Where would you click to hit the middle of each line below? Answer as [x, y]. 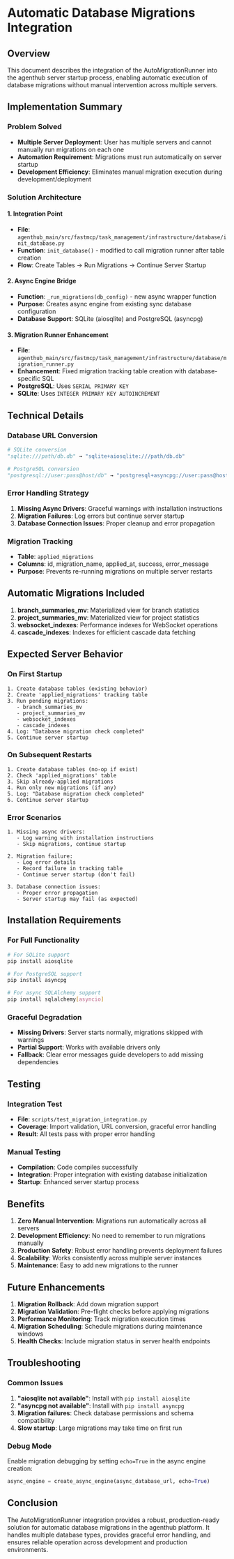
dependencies [38, 1062]
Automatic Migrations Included [76, 594]
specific [29, 379]
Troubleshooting [44, 1363]
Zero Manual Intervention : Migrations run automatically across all [112, 1221]
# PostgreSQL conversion [43, 469]
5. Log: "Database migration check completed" [76, 793]
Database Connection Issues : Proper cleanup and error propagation [116, 523]
